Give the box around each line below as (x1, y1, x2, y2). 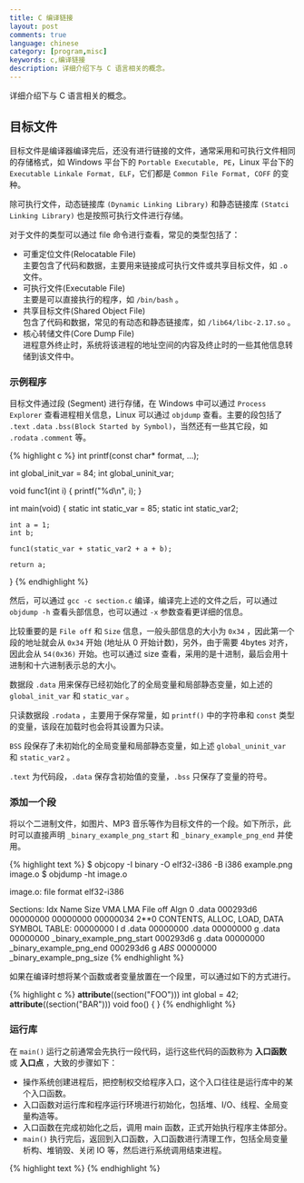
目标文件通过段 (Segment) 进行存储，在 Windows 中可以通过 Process (9, 397, 267, 409)
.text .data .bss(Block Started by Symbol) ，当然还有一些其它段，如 (9, 420, 269, 432)
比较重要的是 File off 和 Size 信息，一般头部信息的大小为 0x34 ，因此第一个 (9, 625, 295, 636)
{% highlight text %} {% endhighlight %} (9, 1162, 161, 1173)
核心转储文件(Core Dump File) (22, 328, 135, 339)
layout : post (9, 22, 59, 31)
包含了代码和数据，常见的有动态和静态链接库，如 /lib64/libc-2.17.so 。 (22, 316, 296, 327)
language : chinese (9, 38, 79, 48)
